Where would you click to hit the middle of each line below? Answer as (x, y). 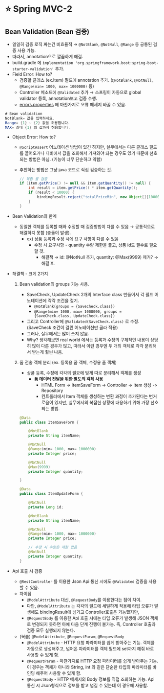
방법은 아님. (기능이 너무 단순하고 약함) (65, 159)
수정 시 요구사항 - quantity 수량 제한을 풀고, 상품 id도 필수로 (91, 245)
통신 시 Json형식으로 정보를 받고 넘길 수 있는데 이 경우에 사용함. (87, 685)
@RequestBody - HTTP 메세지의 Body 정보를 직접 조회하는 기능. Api (91, 679)
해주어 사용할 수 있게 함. (59, 673)
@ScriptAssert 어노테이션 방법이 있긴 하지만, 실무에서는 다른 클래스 (84, 147)
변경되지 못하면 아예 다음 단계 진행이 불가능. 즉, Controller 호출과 (94, 624)
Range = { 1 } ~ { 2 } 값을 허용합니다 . (38, 123)
